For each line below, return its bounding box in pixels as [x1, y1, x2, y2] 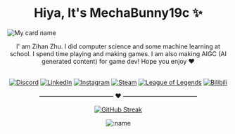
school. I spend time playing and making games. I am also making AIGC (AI [9, 49, 227, 58]
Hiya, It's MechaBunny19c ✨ [34, 5, 203, 21]
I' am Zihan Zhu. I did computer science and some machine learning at [16, 42, 220, 51]
